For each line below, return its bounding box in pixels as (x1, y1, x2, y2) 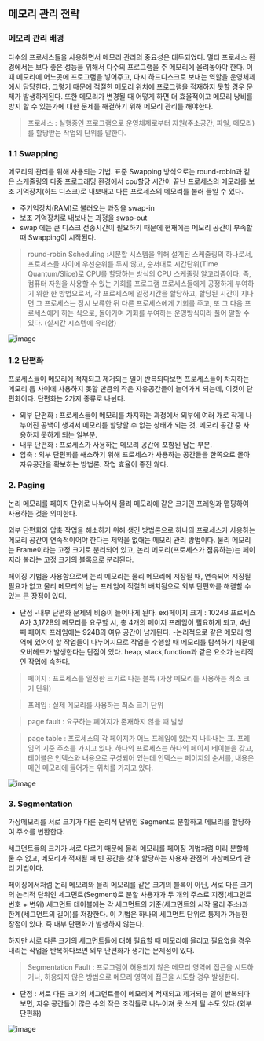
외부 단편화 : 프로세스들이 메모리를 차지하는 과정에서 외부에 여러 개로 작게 (19, 411, 244, 420)
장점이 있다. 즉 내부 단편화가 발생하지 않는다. (8, 918, 145, 929)
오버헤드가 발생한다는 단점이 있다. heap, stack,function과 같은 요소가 (19, 647, 233, 656)
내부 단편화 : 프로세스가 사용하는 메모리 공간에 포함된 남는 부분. (19, 440, 213, 449)
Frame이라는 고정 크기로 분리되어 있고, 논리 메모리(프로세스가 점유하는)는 (16, 544, 241, 554)
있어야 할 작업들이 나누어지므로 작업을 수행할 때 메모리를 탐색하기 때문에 (34, 637, 255, 647)
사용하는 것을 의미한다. (8, 508, 78, 518)
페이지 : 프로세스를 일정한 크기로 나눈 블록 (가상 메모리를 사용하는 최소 (27, 673, 242, 683)
